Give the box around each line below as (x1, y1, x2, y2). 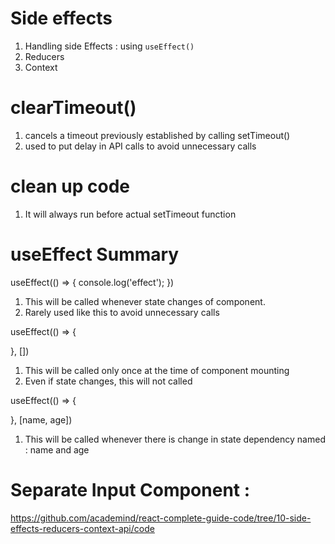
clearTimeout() (10, 97, 137, 119)
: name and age (24, 443, 90, 456)
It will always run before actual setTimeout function (24, 208, 237, 220)
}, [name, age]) (10, 413, 73, 426)
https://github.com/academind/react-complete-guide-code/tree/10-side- (10, 512, 312, 524)
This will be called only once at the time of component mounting (24, 364, 290, 376)
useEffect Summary (10, 243, 180, 266)
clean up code (10, 175, 131, 198)
